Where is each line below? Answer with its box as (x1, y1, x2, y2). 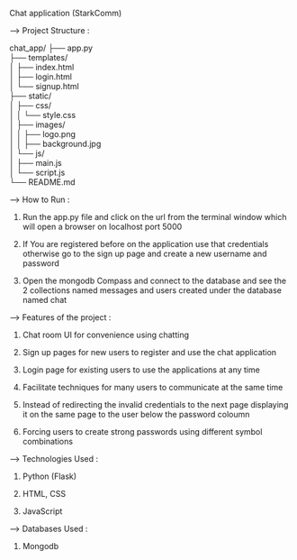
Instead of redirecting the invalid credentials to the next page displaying (22, 399, 289, 409)
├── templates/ (9, 52, 68, 62)
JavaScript (22, 506, 63, 517)
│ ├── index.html (9, 62, 75, 72)
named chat (22, 295, 67, 305)
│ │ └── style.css (9, 110, 76, 120)
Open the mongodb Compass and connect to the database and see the (22, 275, 286, 286)
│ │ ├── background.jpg (9, 139, 102, 149)
